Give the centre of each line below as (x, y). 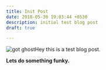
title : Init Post (27, 11)
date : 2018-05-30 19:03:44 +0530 (47, 17)
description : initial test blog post (52, 22)
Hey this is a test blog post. (68, 50)
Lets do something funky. (38, 61)
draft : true (20, 28)
